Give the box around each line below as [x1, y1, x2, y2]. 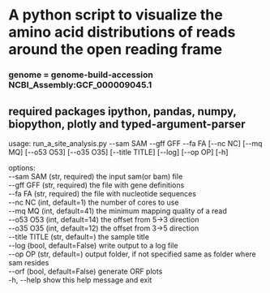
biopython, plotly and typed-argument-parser [8, 117, 246, 131]
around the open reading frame [8, 41, 223, 58]
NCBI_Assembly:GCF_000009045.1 [8, 80, 152, 91]
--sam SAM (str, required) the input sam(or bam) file [8, 171, 183, 181]
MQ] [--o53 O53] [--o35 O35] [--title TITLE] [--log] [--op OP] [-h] [8, 147, 229, 157]
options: [8, 162, 36, 172]
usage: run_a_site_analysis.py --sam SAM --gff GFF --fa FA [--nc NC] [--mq [8, 138, 263, 148]
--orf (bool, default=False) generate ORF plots [8, 266, 163, 276]
